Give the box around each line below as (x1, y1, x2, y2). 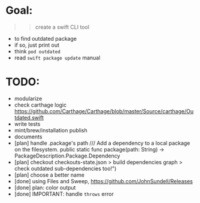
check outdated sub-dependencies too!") (14, 165, 117, 172)
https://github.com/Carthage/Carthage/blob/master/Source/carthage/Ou (14, 107, 194, 114)
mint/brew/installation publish (14, 126, 88, 134)
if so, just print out (14, 41, 60, 49)
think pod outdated (14, 47, 60, 54)
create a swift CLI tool (35, 23, 90, 31)
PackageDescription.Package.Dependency (14, 152, 120, 159)
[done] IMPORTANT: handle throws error (14, 190, 114, 198)
